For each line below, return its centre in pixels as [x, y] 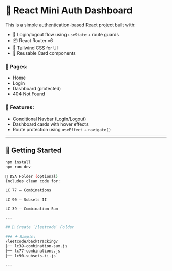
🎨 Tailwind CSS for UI [35, 48]
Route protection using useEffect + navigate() [62, 129]
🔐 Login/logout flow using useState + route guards [66, 34]
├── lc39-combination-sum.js [36, 246]
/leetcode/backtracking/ [32, 241]
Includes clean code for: [33, 181]
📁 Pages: [17, 66]
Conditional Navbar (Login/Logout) [49, 119]
